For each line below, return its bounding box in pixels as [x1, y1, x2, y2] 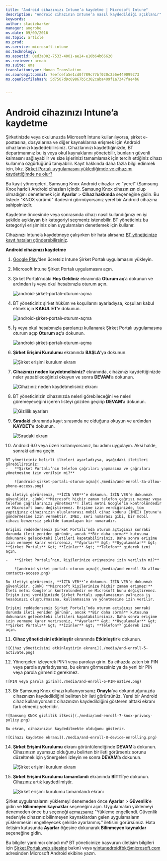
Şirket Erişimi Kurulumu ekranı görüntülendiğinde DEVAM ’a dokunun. [12, 743, 157, 749]
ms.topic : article [5, 35, 44, 40]
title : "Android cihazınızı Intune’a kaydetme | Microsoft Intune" [5, 7, 149, 12]
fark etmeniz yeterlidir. [12, 703, 59, 710]
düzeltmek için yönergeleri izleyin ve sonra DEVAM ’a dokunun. [12, 754, 142, 760]
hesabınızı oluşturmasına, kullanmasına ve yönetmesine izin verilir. [5, 597, 155, 602]
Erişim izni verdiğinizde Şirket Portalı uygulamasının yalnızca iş [5, 592, 151, 598]
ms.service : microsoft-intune [5, 44, 69, 49]
